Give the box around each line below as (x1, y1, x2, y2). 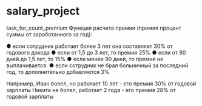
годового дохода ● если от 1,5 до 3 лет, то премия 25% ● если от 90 (6, 48, 186, 56)
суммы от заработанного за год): (6, 30, 93, 38)
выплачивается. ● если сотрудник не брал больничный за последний (6, 62, 189, 69)
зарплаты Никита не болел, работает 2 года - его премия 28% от (6, 86, 176, 93)
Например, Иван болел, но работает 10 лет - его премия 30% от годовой (6, 80, 197, 87)
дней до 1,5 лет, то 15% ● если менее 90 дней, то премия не (6, 55, 164, 62)
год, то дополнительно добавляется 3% (6, 68, 110, 75)
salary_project (6, 4, 80, 18)
